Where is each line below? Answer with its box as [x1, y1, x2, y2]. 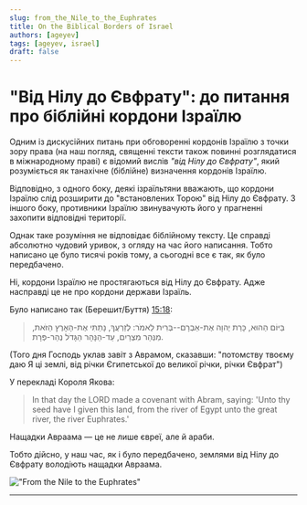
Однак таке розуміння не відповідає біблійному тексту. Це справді [9, 230, 271, 241]
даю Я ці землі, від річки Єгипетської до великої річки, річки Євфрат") [9, 359, 283, 370]
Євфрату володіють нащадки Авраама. [9, 458, 163, 470]
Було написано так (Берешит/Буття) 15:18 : [9, 304, 174, 315]
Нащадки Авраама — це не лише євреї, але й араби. [9, 431, 215, 443]
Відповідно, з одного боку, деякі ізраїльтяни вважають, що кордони [9, 184, 274, 195]
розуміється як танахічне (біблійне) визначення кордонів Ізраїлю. [9, 165, 267, 176]
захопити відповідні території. [9, 212, 127, 224]
